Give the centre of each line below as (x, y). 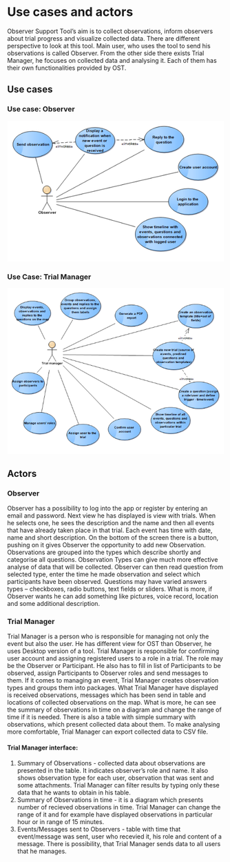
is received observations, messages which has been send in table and (107, 695)
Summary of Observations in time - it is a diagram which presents (110, 800)
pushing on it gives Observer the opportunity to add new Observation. (107, 545)
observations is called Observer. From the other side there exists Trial (106, 53)
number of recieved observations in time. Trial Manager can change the (119, 807)
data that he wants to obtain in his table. (74, 792)
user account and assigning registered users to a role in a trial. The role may (115, 658)
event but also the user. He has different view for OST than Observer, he (109, 644)
